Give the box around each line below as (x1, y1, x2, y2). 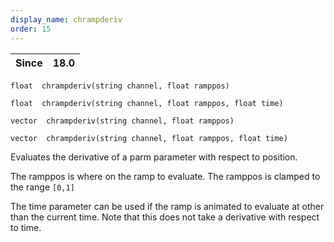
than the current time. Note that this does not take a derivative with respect (10, 211, 320, 223)
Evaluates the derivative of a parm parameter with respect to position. (10, 151, 298, 163)
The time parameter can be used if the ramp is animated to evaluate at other (10, 200, 325, 212)
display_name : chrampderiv (10, 14, 123, 25)
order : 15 (10, 24, 52, 34)
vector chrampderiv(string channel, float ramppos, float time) (10, 133, 288, 143)
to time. (10, 221, 42, 233)
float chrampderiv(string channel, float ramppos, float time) (10, 98, 284, 108)
